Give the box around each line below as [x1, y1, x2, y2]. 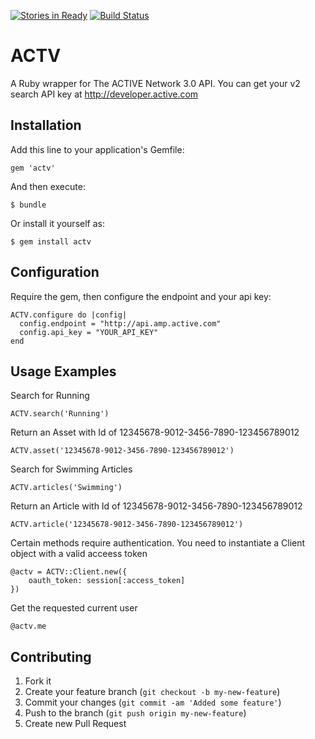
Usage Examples [10, 363, 117, 380]
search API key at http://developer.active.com [10, 88, 199, 100]
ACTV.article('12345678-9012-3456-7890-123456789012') [10, 520, 244, 530]
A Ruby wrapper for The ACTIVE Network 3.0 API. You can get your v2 [10, 77, 301, 89]
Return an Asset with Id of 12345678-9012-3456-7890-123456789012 [10, 426, 300, 439]
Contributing [10, 648, 92, 665]
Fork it [24, 675, 52, 687]
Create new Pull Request [24, 718, 127, 730]
